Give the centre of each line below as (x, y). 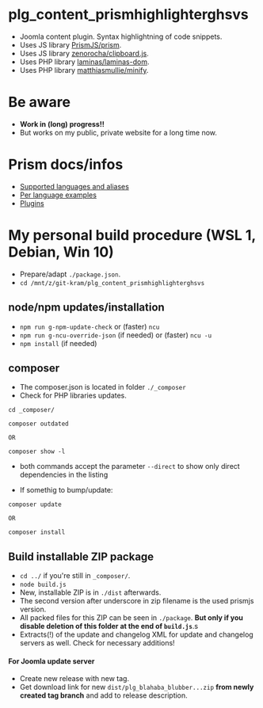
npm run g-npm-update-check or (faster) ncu (90, 326)
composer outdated (38, 424)
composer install (37, 532)
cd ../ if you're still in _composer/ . (75, 576)
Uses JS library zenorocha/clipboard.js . (84, 53)
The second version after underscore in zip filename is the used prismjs (137, 601)
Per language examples (58, 195)
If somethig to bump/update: (66, 490)
